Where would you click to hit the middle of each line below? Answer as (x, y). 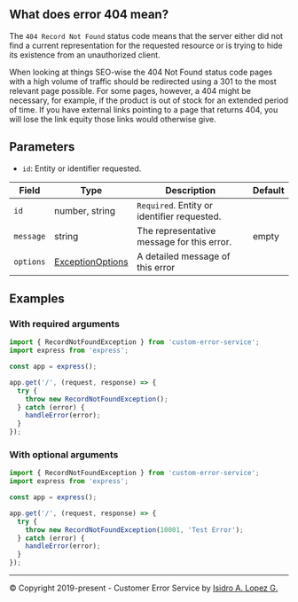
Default (268, 190)
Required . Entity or (175, 205)
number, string (85, 210)
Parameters (42, 147)
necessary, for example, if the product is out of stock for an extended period (149, 100)
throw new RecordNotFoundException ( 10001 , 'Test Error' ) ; (134, 530)
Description (190, 190)
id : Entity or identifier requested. (82, 168)
